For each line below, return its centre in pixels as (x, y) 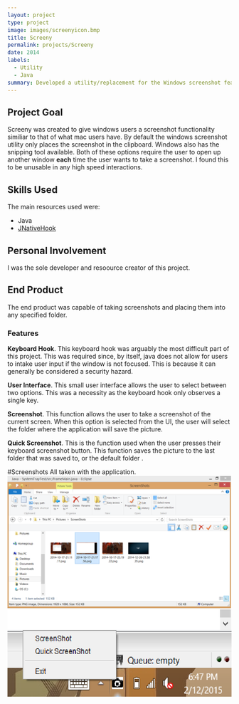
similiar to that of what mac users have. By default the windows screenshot (117, 137)
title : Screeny (30, 38)
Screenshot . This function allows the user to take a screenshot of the (109, 414)
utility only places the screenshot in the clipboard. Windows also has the (113, 145)
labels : (19, 61)
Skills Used (33, 190)
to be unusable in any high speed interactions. (75, 167)
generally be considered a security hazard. (70, 372)
